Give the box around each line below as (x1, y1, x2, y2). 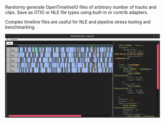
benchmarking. (5, 24, 36, 30)
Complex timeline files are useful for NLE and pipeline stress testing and (5, 19, 151, 25)
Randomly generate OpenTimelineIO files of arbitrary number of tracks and (5, 4, 157, 10)
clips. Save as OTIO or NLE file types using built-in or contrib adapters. (5, 9, 148, 15)
